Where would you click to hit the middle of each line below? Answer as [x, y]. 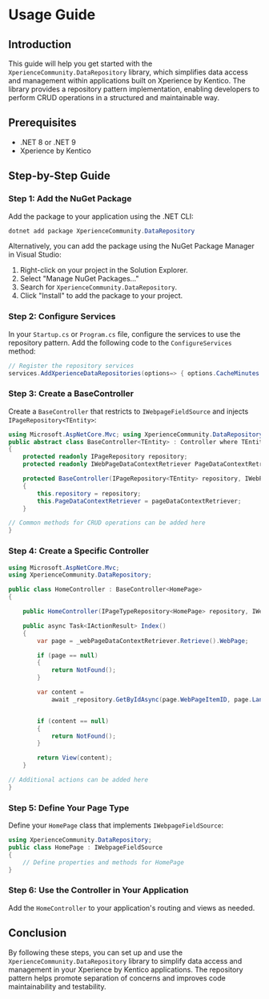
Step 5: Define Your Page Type [69, 807]
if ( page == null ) [68, 655]
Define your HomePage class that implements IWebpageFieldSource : [116, 825]
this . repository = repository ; [89, 493]
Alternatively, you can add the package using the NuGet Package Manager [131, 246]
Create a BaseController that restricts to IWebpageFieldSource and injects [128, 411]
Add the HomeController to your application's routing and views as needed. [132, 908]
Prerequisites [42, 123]
